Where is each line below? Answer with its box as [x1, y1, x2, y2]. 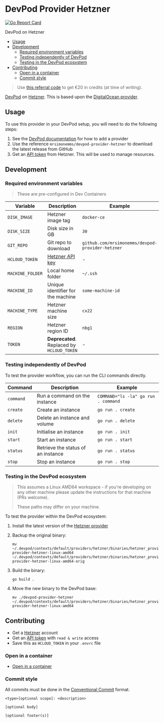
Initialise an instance [37, 428, 84, 435]
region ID [47, 328, 68, 334]
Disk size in [47, 225, 74, 232]
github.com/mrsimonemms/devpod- [82, 241, 158, 246]
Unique [47, 281, 64, 288]
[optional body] [5, 705, 38, 710]
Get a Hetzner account [12, 630, 58, 635]
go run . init [97, 429, 130, 435]
